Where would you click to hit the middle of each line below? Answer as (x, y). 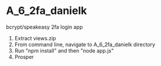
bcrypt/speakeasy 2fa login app (44, 27)
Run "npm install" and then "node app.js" (64, 50)
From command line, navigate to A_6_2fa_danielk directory (85, 44)
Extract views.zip (35, 38)
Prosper (24, 57)
